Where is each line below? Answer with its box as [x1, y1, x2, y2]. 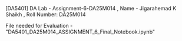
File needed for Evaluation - [5, 23, 73, 29]
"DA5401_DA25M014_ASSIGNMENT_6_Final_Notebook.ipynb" [5, 28, 155, 35]
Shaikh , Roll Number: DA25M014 [5, 11, 86, 18]
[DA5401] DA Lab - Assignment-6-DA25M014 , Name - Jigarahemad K [5, 5, 177, 12]
